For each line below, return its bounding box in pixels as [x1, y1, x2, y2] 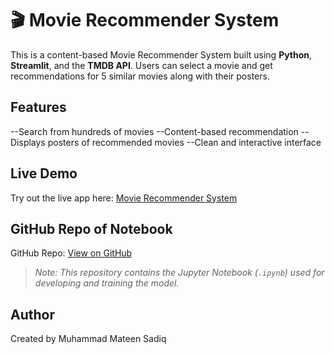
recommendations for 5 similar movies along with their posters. [10, 70, 270, 82]
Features [10, 99, 67, 116]
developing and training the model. [34, 277, 180, 289]
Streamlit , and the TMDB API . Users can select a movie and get [10, 59, 273, 71]
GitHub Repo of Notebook [10, 220, 173, 237]
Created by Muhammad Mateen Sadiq [10, 333, 167, 345]
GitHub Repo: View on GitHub [10, 247, 133, 259]
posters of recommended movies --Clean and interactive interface [47, 136, 322, 148]
